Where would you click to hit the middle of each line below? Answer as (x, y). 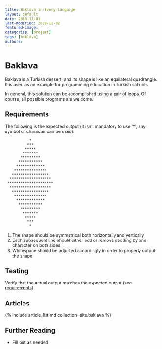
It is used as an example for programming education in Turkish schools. (77, 84)
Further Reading (30, 330)
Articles (18, 303)
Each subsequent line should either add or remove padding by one (79, 240)
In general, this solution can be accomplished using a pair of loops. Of (76, 94)
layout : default (22, 14)
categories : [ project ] (28, 32)
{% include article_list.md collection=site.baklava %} (58, 315)
